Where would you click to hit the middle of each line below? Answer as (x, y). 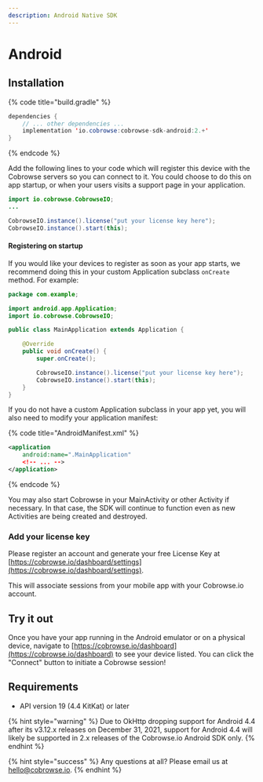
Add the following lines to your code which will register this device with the (129, 169)
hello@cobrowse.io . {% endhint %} (65, 769)
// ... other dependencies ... (73, 124)
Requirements (43, 687)
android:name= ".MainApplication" (77, 455)
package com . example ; (44, 294)
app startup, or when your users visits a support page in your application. (127, 185)
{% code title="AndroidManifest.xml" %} (73, 433)
